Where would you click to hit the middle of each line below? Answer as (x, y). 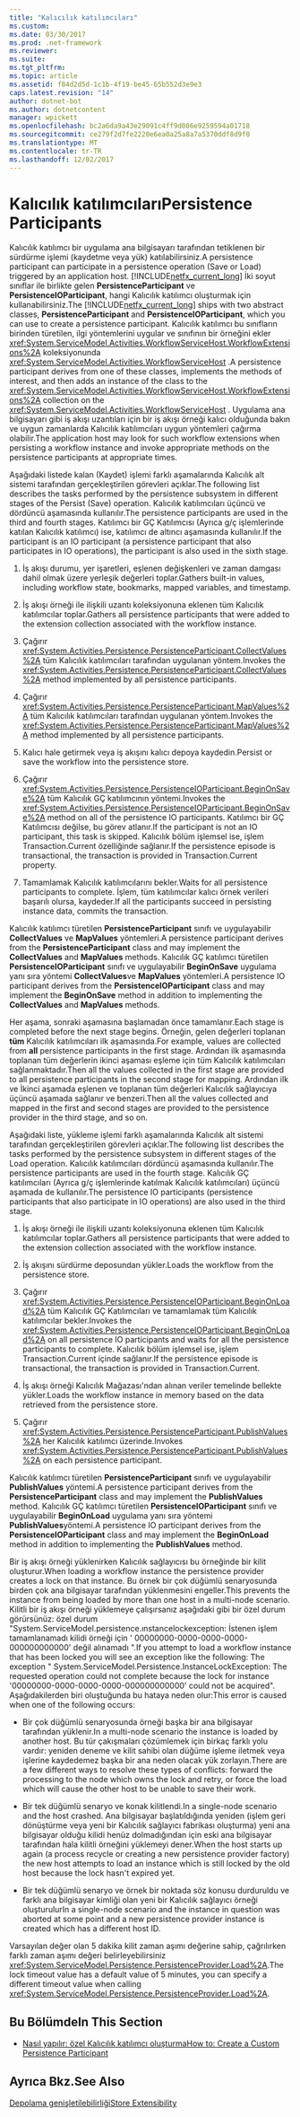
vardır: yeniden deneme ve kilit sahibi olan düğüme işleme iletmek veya (153, 1751)
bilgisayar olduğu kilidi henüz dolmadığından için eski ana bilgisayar (147, 1835)
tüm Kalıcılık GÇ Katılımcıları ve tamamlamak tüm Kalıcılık (152, 1311)
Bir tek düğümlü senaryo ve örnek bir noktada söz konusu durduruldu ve (155, 1891)
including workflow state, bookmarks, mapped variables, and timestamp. (156, 588)
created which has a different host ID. (91, 1929)
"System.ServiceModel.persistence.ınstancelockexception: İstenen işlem (143, 1629)
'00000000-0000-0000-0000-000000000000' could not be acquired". (142, 1686)
